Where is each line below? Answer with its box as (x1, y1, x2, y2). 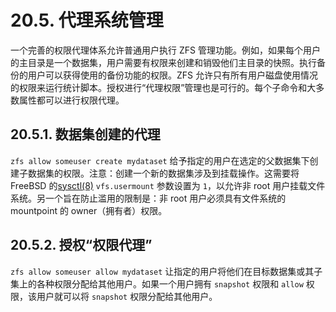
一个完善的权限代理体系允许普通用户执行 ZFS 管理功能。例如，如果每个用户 (10, 44, 321, 56)
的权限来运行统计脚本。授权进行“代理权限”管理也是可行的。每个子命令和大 (10, 81, 317, 93)
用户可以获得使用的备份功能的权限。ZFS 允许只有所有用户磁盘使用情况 (27, 69, 318, 81)
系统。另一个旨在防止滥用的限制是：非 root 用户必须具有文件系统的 (10, 192, 287, 204)
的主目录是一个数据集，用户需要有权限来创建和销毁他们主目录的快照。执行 (10, 56, 317, 68)
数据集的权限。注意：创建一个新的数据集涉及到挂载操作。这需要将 (27, 167, 300, 179)
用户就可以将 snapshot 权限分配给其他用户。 (36, 290, 218, 302)
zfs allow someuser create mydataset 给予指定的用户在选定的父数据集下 (10, 154, 310, 166)
